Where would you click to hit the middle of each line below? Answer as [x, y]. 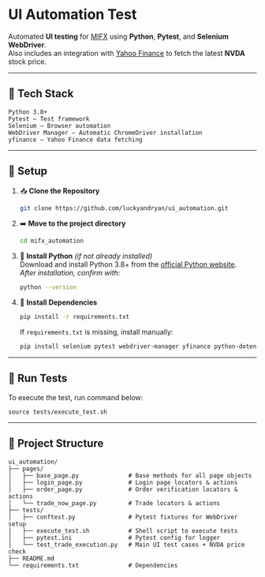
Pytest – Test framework [49, 119]
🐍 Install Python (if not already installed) [86, 256]
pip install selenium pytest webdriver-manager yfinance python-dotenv [140, 347]
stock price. [28, 62]
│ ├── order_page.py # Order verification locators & [123, 489]
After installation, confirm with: [70, 273]
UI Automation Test [73, 15]
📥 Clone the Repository [60, 190]
